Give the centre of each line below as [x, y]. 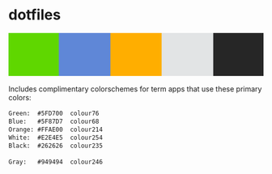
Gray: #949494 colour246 [56, 162]
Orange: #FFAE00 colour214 [56, 129]
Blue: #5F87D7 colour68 [54, 121]
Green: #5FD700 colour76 [54, 113]
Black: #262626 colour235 [56, 146]
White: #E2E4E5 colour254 [56, 138]
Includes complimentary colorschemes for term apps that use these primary [135, 89]
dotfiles [35, 15]
